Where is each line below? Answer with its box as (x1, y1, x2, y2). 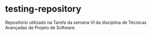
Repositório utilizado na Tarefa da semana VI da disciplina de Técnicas (5, 19, 147, 25)
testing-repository (5, 3, 81, 15)
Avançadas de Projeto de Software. (5, 24, 76, 30)
